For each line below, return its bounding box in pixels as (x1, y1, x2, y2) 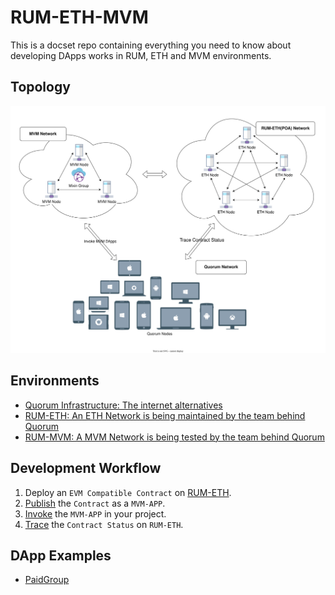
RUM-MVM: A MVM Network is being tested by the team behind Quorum (24, 431, 325, 443)
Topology (10, 79, 71, 96)
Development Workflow (10, 460, 162, 477)
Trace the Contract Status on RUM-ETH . (24, 518, 184, 530)
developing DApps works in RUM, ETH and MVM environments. (10, 49, 272, 61)
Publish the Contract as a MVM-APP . (24, 497, 166, 509)
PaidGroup (24, 574, 70, 586)
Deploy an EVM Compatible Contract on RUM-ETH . (24, 486, 232, 498)
